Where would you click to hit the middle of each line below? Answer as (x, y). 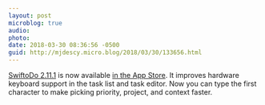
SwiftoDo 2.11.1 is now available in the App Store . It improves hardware (124, 75)
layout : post (30, 16)
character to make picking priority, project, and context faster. (110, 92)
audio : (19, 30)
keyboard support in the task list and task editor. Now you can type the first (132, 84)
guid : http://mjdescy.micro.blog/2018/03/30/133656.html (105, 52)
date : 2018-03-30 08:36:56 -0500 (64, 45)
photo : (19, 38)
